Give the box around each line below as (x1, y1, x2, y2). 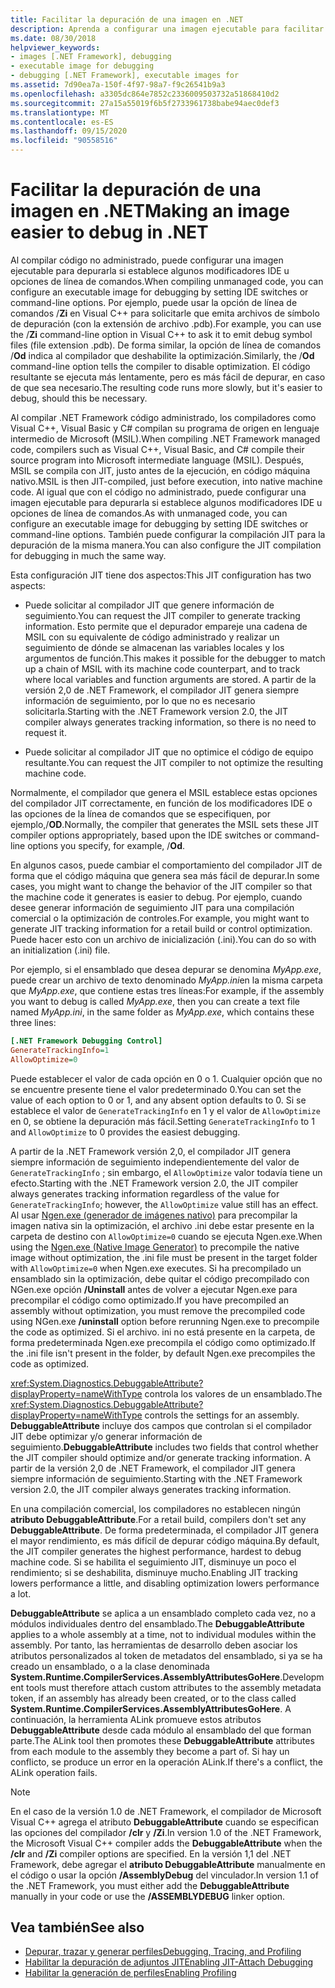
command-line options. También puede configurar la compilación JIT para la (10, 528, 326, 540)
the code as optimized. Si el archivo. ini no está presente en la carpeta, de (10, 1326, 316, 1338)
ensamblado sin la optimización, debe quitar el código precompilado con (10, 1272, 310, 1285)
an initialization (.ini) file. (10, 944, 111, 956)
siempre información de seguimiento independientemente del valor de (10, 1156, 300, 1168)
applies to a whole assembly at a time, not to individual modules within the (10, 1628, 317, 1640)
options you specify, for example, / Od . (27, 839, 186, 851)
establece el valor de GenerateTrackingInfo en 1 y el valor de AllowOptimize (10, 1104, 321, 1116)
